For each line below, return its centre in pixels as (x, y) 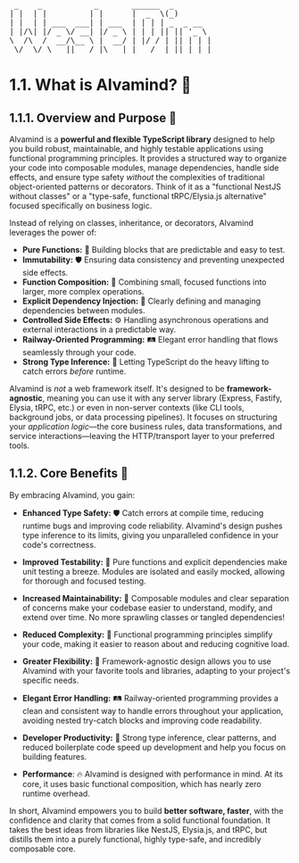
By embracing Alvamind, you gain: (72, 494)
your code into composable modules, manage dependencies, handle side (144, 168)
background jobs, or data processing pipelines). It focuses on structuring (144, 417)
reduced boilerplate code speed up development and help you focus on (154, 747)
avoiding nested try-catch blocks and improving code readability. (142, 720)
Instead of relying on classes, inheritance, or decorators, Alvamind (132, 223)
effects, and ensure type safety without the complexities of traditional (137, 177)
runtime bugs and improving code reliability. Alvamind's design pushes (152, 526)
